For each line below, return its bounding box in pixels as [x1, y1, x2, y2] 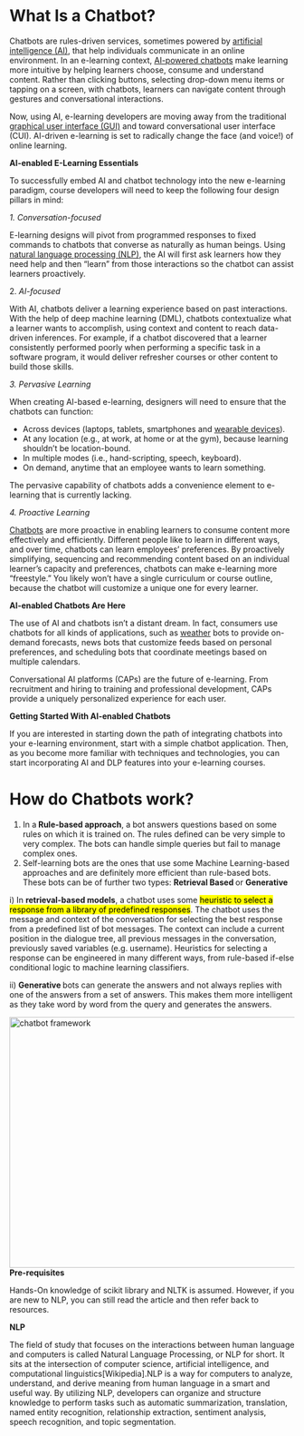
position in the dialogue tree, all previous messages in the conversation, [9, 932, 277, 944]
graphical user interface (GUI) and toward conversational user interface [9, 120, 276, 132]
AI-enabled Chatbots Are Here [9, 600, 127, 611]
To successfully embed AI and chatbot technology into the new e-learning [9, 174, 286, 186]
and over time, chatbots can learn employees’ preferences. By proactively [9, 544, 285, 555]
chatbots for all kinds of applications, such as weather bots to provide [9, 627, 270, 638]
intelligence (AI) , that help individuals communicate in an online [9, 44, 246, 55]
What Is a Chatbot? [9, 5, 157, 26]
